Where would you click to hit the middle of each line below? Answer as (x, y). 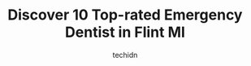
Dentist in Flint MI (125, 32)
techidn (125, 55)
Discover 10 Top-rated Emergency (125, 15)
